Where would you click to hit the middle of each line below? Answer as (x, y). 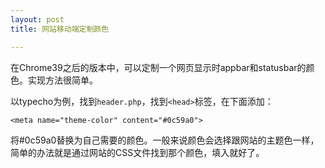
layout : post (37, 19)
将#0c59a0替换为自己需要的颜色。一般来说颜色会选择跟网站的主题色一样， (165, 140)
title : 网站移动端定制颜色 (60, 29)
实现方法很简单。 (62, 80)
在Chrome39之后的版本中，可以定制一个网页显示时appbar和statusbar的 (158, 67)
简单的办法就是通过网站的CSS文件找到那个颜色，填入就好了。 (137, 152)
